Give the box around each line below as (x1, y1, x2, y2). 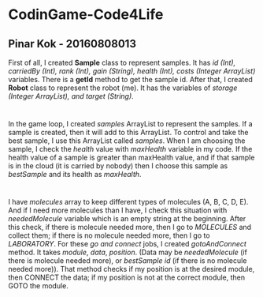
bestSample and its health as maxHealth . (8, 170, 142, 179)
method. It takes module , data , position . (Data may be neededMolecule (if (8, 247, 248, 258)
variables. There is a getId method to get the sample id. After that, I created (8, 75, 254, 84)
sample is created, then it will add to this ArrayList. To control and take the (8, 128, 249, 137)
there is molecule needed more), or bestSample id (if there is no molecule (8, 256, 247, 265)
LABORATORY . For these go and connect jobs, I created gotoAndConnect (8, 239, 246, 249)
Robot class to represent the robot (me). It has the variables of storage (8, 83, 238, 92)
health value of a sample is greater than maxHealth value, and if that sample (8, 152, 255, 163)
